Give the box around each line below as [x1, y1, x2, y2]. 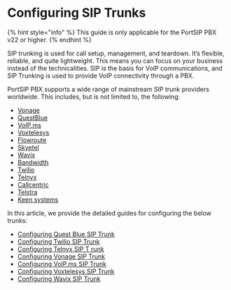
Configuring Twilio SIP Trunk [17, 237, 100, 246]
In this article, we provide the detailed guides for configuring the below [7, 209, 212, 217]
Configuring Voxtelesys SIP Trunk [17, 267, 115, 275]
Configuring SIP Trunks [7, 5, 146, 21]
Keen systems [17, 195, 59, 204]
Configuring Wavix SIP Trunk [17, 275, 101, 283]
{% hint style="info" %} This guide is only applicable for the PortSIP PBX [7, 28, 217, 36]
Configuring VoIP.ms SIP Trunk [17, 259, 107, 268]
